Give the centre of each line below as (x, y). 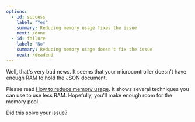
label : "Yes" (32, 22)
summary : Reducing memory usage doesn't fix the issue (85, 50)
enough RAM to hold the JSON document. (57, 78)
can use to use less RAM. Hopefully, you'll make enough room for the (89, 95)
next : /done (31, 33)
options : (17, 11)
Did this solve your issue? (37, 113)
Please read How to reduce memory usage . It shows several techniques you (97, 89)
